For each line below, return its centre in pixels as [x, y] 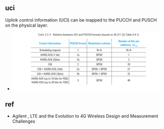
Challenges [24, 121]
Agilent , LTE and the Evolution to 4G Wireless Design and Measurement [85, 116]
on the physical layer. [27, 25]
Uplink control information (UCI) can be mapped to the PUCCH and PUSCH [81, 20]
